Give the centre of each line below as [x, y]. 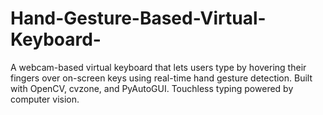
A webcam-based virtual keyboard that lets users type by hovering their [158, 67]
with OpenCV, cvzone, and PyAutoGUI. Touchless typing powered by [152, 88]
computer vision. [45, 99]
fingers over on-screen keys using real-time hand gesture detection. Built [161, 78]
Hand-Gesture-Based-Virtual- [138, 18]
